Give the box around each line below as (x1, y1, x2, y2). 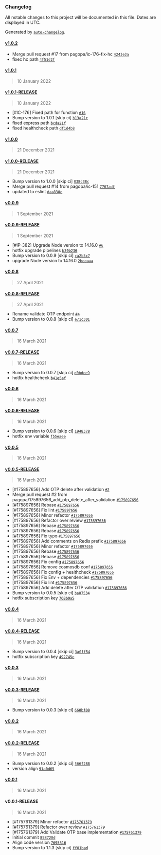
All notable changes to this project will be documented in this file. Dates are (5, 15, 157, 20)
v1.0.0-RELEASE (5, 158, 39, 164)
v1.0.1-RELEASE (5, 89, 37, 95)
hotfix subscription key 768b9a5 (12, 595, 74, 601)
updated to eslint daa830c (12, 189, 63, 195)
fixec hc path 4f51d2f (12, 56, 55, 62)
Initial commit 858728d (12, 834, 56, 840)
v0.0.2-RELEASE (5, 740, 40, 746)
